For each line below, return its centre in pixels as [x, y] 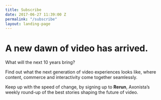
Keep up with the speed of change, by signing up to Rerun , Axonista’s [77, 87]
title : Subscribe [23, 10]
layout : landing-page [28, 24]
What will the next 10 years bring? [40, 62]
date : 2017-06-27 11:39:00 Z [36, 14]
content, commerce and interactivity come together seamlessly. [71, 77]
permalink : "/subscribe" [31, 19]
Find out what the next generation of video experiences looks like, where [81, 72]
